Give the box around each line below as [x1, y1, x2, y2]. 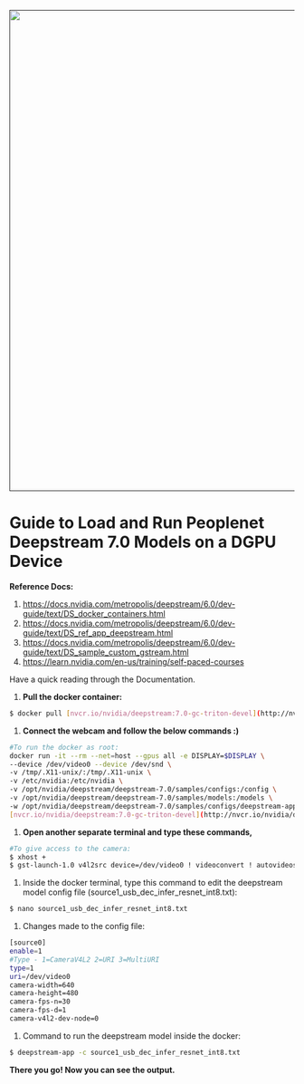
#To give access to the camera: [9, 844, 131, 853]
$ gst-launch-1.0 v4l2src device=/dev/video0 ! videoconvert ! [9, 861, 253, 870]
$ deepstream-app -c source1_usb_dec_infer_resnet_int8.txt [9, 1048, 242, 1057]
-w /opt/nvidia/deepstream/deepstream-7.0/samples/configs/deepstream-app [9, 801, 298, 811]
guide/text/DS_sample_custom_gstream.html [22, 647, 189, 657]
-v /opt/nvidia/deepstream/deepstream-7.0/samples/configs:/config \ [9, 785, 278, 794]
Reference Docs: [9, 580, 74, 591]
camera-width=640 [9, 980, 75, 990]
